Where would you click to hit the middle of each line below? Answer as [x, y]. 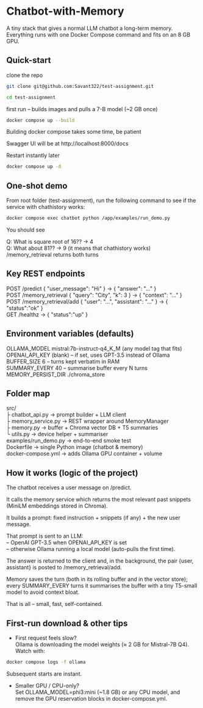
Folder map [28, 393]
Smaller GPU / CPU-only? [47, 685]
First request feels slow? [46, 638]
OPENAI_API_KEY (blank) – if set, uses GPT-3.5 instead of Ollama [88, 355]
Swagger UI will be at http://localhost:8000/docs [68, 144]
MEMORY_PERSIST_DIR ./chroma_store [56, 374]
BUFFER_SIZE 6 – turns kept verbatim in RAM [63, 361]
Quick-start [29, 60]
